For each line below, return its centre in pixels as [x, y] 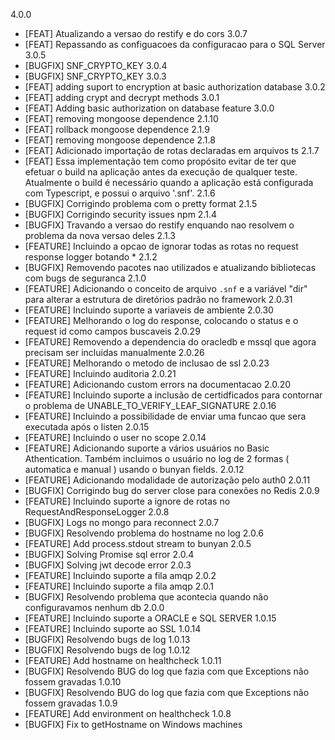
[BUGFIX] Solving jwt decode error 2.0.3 [108, 565]
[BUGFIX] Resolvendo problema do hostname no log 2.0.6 [144, 533]
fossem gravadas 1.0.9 [71, 703]
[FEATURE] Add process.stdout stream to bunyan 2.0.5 [138, 543]
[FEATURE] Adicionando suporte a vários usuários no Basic [147, 448]
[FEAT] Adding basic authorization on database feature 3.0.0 [149, 108]
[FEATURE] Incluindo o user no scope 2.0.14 [115, 437]
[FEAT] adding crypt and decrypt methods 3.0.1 [122, 97]
